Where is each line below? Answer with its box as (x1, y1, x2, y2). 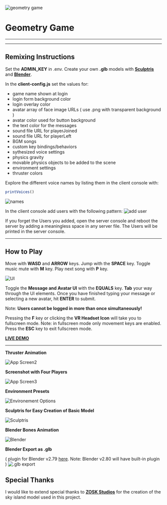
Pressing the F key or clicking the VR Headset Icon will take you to (5, 315, 142, 321)
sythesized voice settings (12, 149, 65, 155)
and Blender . (5, 71, 32, 77)
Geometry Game (5, 22, 75, 33)
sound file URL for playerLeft (12, 133, 72, 139)
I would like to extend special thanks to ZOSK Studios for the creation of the (5, 489, 161, 495)
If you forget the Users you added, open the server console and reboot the (5, 217, 158, 224)
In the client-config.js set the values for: (5, 81, 88, 87)
